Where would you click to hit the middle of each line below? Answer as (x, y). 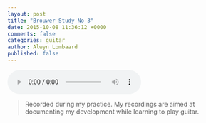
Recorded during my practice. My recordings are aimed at (110, 104)
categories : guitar (36, 41)
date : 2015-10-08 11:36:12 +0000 (57, 27)
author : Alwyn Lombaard (43, 47)
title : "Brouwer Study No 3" (51, 21)
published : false (33, 54)
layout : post (27, 14)
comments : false (31, 34)
